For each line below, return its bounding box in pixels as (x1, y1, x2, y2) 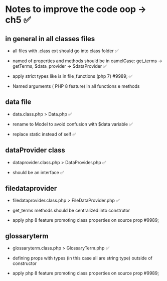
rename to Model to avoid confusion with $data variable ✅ (12, 121, 133, 127)
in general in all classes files (5, 34, 95, 43)
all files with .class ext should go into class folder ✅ (12, 48, 119, 54)
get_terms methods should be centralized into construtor (12, 207, 130, 214)
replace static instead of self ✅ (12, 131, 77, 137)
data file (5, 98, 32, 106)
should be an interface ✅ (12, 169, 64, 175)
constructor (12, 260, 37, 266)
